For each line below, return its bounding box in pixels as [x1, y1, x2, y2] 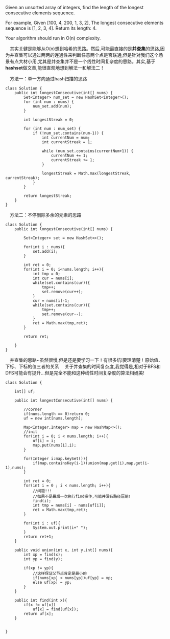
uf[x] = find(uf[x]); [32, 607, 79, 612]
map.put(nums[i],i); [32, 443, 77, 448]
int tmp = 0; [32, 271, 60, 276]
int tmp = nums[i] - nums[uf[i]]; [32, 503, 106, 508]
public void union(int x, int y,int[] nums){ [14, 547, 113, 553]
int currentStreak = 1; [41, 140, 93, 145]
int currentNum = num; [41, 135, 90, 140]
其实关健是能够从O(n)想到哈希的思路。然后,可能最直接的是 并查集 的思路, [10, 46, 161, 52]
